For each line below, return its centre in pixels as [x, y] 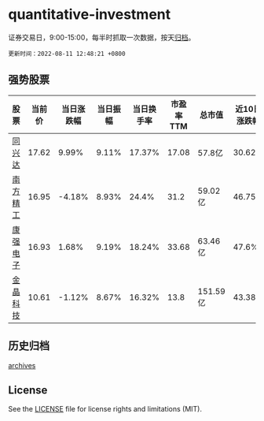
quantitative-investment [90, 15]
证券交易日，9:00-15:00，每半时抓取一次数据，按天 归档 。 [102, 37]
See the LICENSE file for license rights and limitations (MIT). [105, 409]
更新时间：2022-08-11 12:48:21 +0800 [67, 54]
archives [22, 365]
